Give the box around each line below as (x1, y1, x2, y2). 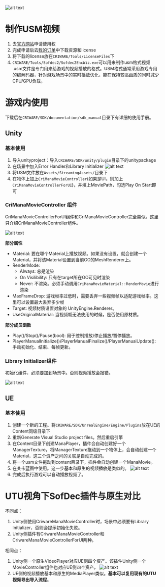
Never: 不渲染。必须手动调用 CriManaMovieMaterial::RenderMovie (19, 280, 151, 287)
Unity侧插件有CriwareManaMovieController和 (12, 531, 105, 537)
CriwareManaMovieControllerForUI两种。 (12, 537, 97, 543)
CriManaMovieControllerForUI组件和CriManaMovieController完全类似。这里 (5, 213, 159, 220)
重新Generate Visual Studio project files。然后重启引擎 (12, 434, 123, 440)
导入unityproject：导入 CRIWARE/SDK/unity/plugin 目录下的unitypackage (12, 157, 156, 163)
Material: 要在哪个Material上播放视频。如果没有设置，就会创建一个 (12, 250, 147, 256)
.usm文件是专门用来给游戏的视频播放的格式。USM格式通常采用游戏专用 (12, 65, 158, 71)
